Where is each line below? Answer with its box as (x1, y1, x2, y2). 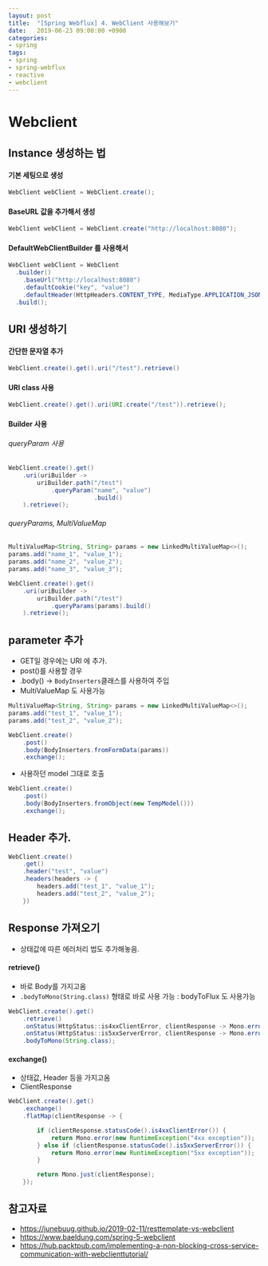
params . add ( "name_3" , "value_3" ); (8, 566, 124, 574)
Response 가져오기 (8, 921, 100, 935)
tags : (8, 49, 26, 57)
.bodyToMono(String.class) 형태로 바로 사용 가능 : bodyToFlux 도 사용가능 (19, 991, 256, 1001)
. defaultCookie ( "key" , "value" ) (22, 284, 130, 292)
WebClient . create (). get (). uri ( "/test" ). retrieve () (8, 365, 180, 373)
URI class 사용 (8, 382, 54, 392)
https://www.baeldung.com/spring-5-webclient (19, 1232, 175, 1241)
